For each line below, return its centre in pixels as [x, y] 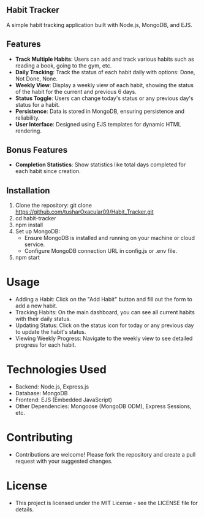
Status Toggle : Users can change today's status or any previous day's [104, 98]
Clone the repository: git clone [53, 206]
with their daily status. [43, 319]
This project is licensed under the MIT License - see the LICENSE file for [106, 503]
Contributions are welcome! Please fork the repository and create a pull [105, 455]
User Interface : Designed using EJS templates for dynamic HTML [98, 124]
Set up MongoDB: [37, 231]
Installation [28, 191]
